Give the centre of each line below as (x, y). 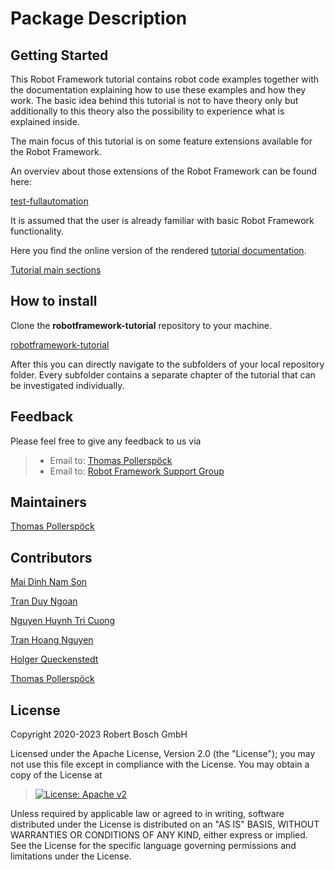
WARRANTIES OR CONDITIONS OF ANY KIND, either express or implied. (159, 835)
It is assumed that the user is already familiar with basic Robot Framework (162, 220)
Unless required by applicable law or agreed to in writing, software (147, 814)
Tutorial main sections (56, 270)
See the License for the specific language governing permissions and (153, 846)
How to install (54, 301)
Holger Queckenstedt (54, 659)
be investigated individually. (67, 385)
